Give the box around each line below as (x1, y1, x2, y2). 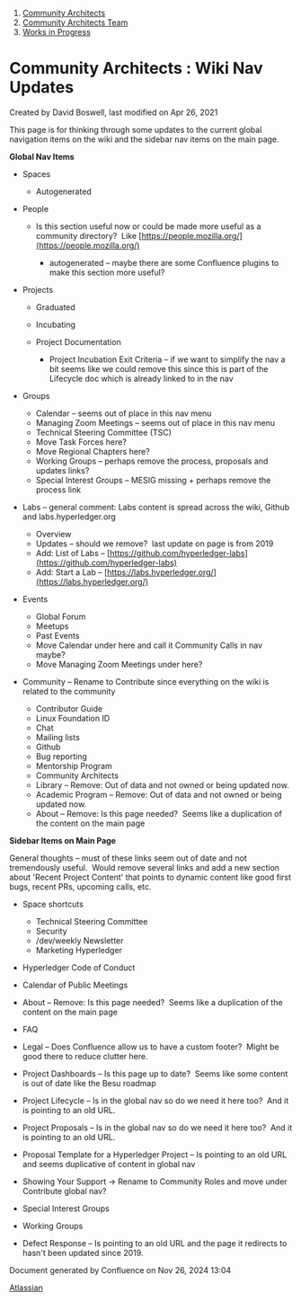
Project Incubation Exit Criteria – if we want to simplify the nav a (49, 354, 286, 365)
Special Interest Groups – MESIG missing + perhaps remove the (35, 474, 271, 485)
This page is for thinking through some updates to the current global (9, 124, 262, 135)
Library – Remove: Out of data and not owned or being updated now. (35, 779, 289, 790)
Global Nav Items (9, 151, 75, 162)
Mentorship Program (35, 760, 112, 771)
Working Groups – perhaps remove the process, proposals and (35, 456, 269, 466)
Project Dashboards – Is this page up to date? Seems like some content (22, 1068, 288, 1079)
